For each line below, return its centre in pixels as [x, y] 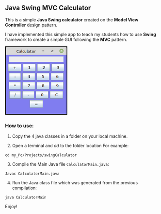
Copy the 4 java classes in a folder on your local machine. [70, 136]
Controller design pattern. [31, 25]
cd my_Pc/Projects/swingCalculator [41, 155]
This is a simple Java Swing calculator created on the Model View [72, 19]
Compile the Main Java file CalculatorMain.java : [60, 164]
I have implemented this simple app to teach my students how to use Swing [80, 34]
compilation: [24, 188]
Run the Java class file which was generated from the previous [75, 183]
